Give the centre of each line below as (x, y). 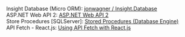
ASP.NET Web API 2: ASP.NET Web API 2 (58, 15)
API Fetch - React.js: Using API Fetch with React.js (69, 27)
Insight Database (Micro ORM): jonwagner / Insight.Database (82, 9)
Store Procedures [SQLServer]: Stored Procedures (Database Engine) (92, 21)
